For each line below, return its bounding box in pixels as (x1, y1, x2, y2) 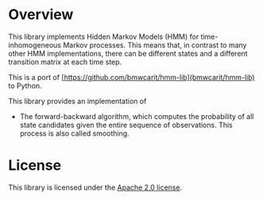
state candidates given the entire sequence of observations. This (19, 120, 233, 129)
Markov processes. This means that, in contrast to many (63, 40, 247, 49)
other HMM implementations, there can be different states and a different (8, 48, 248, 58)
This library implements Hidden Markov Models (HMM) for (8, 32, 199, 41)
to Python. (8, 81, 42, 90)
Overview (8, 6, 74, 24)
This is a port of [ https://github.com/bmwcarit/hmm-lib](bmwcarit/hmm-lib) (8, 72, 256, 82)
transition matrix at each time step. (8, 57, 122, 67)
